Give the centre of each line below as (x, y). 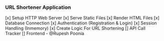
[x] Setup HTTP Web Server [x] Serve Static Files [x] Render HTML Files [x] (82, 18)
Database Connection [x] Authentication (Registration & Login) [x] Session (81, 23)
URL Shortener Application (38, 7)
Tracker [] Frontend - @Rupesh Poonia (45, 34)
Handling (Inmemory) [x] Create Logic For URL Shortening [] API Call (75, 28)
